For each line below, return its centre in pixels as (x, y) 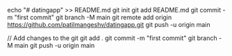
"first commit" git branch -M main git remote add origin (93, 17)
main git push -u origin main (55, 45)
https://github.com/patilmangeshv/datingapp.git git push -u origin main (109, 25)
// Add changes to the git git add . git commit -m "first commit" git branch (112, 38)
